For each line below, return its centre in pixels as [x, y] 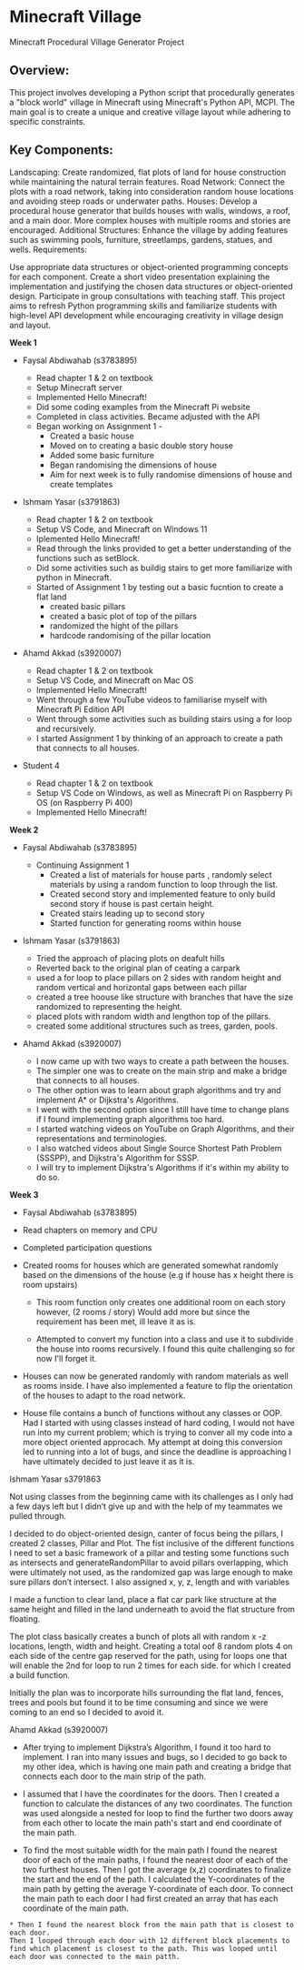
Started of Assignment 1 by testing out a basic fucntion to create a [160, 587]
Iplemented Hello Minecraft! [88, 538]
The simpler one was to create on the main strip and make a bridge [162, 1070]
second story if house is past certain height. [132, 903]
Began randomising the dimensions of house [133, 465]
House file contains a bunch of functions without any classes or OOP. [152, 1412]
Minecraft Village [76, 17]
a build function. [40, 1674]
